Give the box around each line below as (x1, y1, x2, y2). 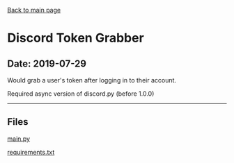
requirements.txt (7, 148, 55, 156)
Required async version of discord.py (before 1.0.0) (7, 89, 155, 98)
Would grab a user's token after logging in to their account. (7, 76, 176, 84)
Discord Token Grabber (7, 31, 144, 46)
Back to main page (7, 6, 61, 14)
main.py (7, 135, 30, 143)
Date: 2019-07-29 (7, 58, 87, 69)
